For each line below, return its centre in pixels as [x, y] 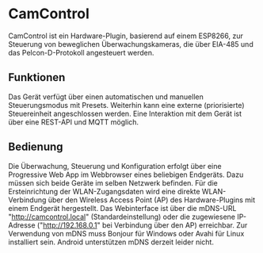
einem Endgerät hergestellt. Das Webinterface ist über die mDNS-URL [122, 208]
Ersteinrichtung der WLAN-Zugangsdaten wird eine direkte [104, 191]
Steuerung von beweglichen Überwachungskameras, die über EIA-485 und [131, 44]
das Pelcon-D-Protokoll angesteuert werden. [81, 52]
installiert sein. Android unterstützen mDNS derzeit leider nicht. [111, 242]
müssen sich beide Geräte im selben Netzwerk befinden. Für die [113, 182]
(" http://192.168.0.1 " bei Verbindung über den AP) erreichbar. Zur [142, 225]
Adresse [22, 225]
